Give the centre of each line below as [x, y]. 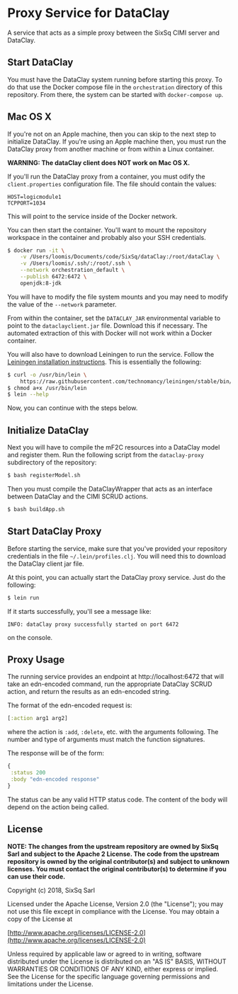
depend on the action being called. [58, 807]
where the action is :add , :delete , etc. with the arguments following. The [113, 732]
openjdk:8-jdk [41, 283]
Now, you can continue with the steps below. [73, 408]
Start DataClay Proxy [55, 531]
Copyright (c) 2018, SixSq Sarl [51, 890]
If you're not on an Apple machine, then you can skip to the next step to [112, 134]
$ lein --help [28, 394]
